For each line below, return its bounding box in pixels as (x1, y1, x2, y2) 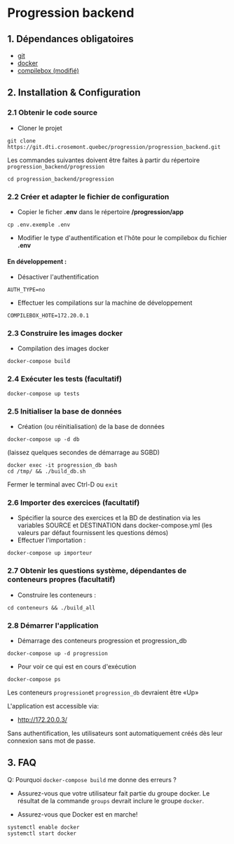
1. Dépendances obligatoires (7, 33, 135, 45)
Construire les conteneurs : (17, 591, 97, 599)
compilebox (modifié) (17, 67, 79, 74)
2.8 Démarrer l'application (7, 620, 99, 630)
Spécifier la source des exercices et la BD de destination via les (17, 514, 201, 522)
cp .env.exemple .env (7, 221, 71, 228)
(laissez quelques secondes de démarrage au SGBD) (7, 448, 160, 457)
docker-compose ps (7, 675, 61, 683)
